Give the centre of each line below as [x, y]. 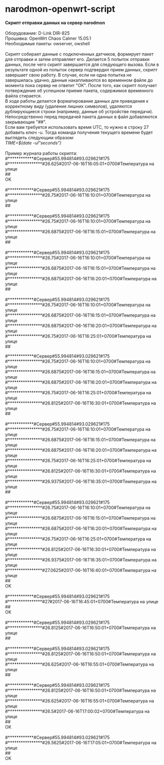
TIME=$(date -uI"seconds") [33, 143]
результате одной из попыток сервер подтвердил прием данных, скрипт [81, 69]
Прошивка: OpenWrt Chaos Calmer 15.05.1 [48, 38]
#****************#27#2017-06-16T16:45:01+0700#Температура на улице [82, 601]
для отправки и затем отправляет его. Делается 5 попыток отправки [77, 59]
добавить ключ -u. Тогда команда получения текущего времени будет [79, 132]
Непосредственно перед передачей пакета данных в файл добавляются [81, 117]
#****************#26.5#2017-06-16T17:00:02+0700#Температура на [77, 711]
